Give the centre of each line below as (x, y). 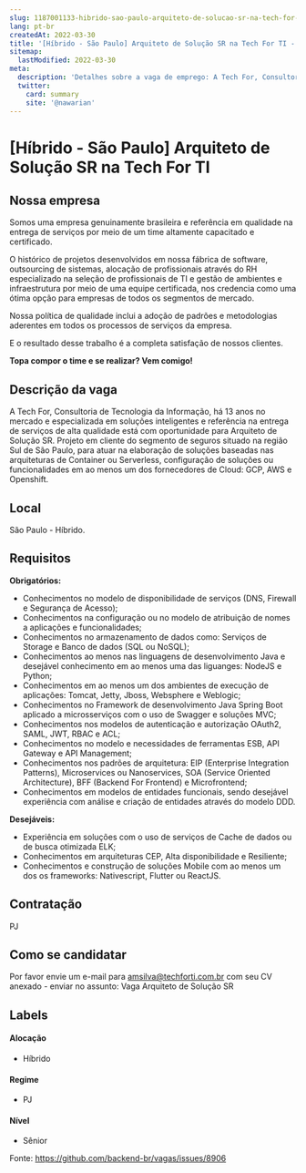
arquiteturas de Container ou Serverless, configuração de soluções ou (142, 460)
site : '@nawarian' (61, 103)
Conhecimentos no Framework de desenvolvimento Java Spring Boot (153, 705)
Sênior (35, 1141)
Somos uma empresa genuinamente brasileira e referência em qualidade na (151, 222)
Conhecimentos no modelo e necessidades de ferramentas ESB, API (151, 743)
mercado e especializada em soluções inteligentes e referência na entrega (149, 421)
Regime (24, 1079)
